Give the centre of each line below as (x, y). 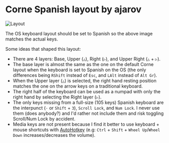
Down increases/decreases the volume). (54, 135)
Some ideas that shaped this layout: (43, 49)
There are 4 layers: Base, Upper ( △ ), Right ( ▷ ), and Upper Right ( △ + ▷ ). (87, 59)
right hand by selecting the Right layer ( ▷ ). (57, 97)
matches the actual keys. (32, 39)
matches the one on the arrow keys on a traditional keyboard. (78, 86)
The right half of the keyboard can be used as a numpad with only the (87, 91)
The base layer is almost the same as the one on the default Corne (83, 64)
